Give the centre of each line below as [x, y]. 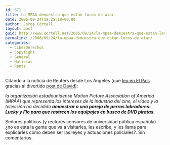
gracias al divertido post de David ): [42, 86]
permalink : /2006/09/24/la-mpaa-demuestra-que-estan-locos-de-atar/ [79, 38]
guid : [11, 33]
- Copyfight [23, 52]
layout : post [19, 29]
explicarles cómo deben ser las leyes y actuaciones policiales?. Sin [75, 132]
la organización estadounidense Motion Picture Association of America [80, 96]
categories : [18, 43]
